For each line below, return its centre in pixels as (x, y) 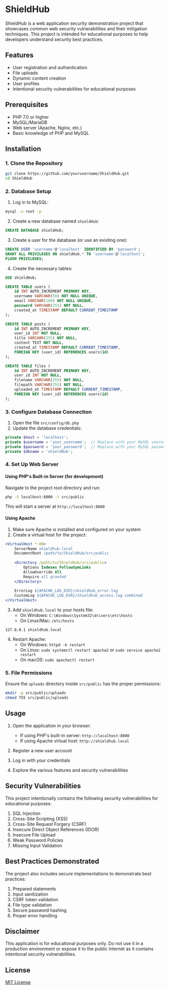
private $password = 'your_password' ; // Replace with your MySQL (77, 447)
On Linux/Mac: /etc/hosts (47, 621)
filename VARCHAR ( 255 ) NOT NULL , (49, 380)
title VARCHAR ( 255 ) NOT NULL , (46, 338)
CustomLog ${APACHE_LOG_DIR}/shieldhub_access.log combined (78, 596)
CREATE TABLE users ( (28, 287)
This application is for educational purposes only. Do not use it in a (74, 944)
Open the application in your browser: (52, 725)
